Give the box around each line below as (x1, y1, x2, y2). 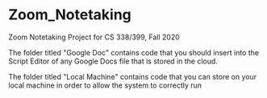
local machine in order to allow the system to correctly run (8, 80, 202, 90)
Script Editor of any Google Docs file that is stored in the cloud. (8, 56, 218, 66)
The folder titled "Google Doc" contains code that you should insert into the (8, 47, 260, 57)
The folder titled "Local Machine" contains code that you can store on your (8, 71, 257, 81)
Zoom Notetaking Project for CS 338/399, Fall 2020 (8, 32, 180, 42)
